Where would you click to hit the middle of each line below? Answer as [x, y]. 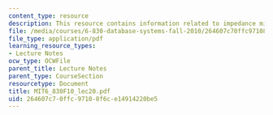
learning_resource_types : [52, 46]
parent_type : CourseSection [56, 76]
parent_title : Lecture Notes [58, 69]
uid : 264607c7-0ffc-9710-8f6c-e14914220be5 [83, 99]
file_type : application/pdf [56, 38]
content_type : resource [49, 16]
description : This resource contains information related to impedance [132, 23]
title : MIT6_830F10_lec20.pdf [60, 91]
